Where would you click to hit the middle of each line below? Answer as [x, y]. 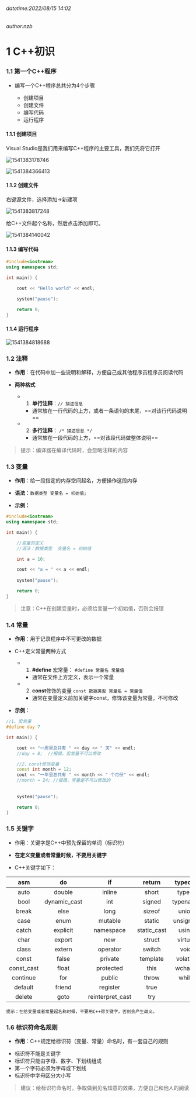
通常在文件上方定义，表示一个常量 [73, 677]
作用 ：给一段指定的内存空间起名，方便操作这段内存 [76, 481]
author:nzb [20, 26]
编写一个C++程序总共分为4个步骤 [55, 85]
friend [63, 987]
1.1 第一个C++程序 [32, 71]
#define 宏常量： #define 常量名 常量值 [78, 670]
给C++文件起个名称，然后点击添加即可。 [55, 223]
